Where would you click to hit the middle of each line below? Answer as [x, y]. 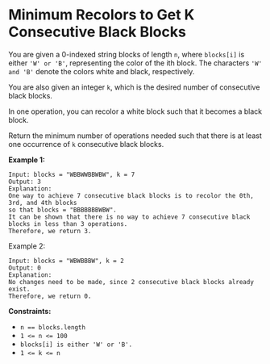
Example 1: [27, 160]
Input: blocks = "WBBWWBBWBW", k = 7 [72, 174]
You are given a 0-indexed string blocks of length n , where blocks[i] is [127, 54]
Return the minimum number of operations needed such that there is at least [135, 136]
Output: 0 [25, 268]
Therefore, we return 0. [50, 296]
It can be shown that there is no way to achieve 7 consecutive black [129, 217]
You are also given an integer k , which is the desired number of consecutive [134, 87]
